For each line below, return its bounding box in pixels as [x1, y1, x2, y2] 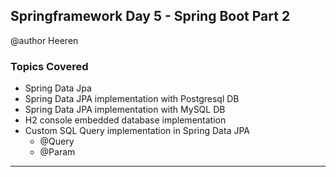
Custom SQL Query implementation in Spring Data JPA [24, 125, 250, 137]
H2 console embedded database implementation [24, 114, 227, 126]
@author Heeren [10, 34, 79, 46]
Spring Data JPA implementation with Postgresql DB [24, 93, 240, 105]
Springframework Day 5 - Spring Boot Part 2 [10, 8, 291, 25]
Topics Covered [10, 59, 89, 73]
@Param [39, 146, 76, 158]
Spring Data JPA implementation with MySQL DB [24, 104, 226, 116]
